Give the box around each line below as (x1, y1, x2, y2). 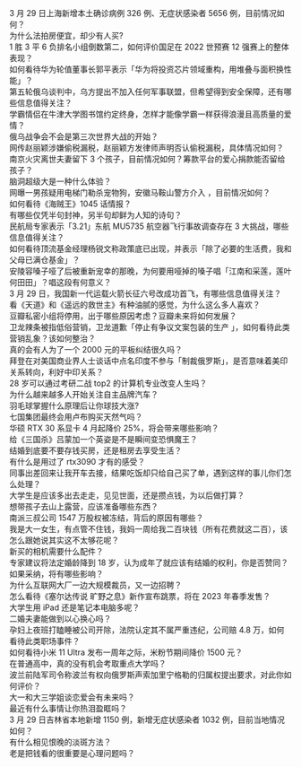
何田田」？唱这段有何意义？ (9, 277, 112, 287)
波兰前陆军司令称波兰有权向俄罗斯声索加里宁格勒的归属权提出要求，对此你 (9, 669, 284, 680)
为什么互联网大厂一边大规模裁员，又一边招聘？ (9, 580, 182, 590)
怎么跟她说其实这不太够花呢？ (9, 535, 119, 545)
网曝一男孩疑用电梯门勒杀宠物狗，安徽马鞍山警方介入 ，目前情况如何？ (9, 187, 271, 197)
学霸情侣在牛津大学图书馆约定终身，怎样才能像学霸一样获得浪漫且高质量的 (9, 109, 284, 119)
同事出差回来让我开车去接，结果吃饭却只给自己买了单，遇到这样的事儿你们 (9, 467, 284, 478)
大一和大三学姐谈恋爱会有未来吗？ (9, 692, 135, 702)
